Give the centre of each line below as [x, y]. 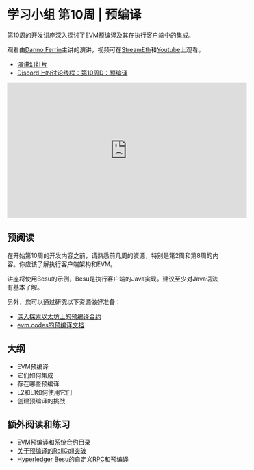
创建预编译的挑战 [41, 401]
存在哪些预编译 [38, 384]
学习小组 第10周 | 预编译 [74, 15]
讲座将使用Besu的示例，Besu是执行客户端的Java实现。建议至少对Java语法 [113, 279]
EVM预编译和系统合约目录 [54, 442]
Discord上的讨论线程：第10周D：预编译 [72, 73]
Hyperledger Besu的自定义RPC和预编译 [73, 459]
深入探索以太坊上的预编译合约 [59, 316]
